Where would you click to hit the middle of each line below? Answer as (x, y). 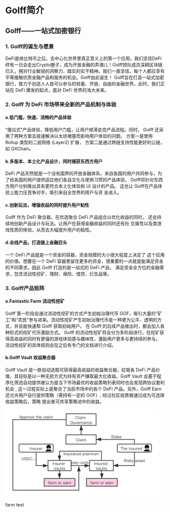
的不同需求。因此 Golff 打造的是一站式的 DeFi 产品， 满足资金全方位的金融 (82, 267)
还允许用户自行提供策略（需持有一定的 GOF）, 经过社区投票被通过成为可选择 (85, 395)
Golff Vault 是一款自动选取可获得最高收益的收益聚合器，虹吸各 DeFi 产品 (80, 370)
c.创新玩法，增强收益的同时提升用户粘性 (47, 205)
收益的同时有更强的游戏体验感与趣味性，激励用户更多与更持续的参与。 (87, 339)
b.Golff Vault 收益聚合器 (30, 357)
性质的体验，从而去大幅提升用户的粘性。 (52, 230)
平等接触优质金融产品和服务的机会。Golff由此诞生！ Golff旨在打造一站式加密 (85, 77)
